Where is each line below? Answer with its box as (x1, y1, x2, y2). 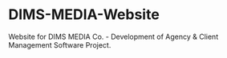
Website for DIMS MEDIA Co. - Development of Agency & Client (8, 32, 219, 41)
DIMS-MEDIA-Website (8, 6, 160, 24)
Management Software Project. (8, 40, 111, 49)
